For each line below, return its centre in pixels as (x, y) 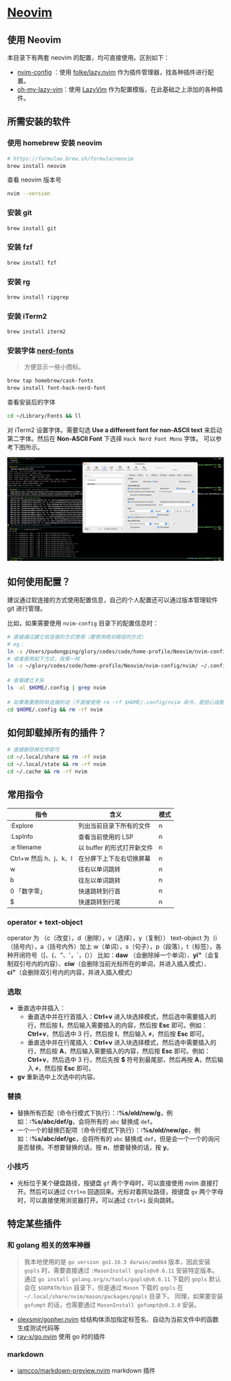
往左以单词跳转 (99, 880)
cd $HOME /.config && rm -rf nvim (55, 709)
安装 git (20, 213)
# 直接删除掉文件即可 (33, 750)
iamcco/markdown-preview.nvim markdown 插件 (86, 1370)
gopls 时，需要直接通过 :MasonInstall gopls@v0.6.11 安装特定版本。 (121, 1270)
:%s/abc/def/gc (53, 1138)
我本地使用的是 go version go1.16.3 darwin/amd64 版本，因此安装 (117, 1261)
